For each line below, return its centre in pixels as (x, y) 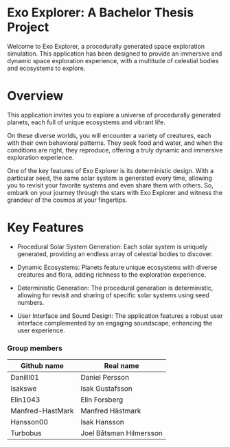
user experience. (41, 330)
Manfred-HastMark (42, 411)
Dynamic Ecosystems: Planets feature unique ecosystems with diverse (117, 267)
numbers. (31, 302)
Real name (122, 366)
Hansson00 (30, 422)
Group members (35, 348)
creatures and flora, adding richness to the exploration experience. (112, 274)
